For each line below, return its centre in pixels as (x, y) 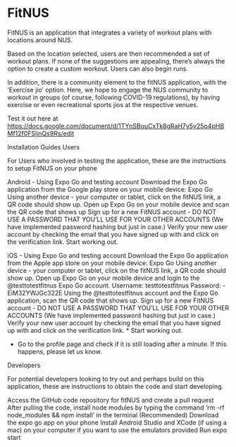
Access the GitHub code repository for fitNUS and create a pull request (111, 400)
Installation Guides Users (43, 147)
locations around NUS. (40, 39)
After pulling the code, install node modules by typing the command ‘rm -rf (116, 408)
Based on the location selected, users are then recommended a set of (108, 54)
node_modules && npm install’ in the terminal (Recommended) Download (113, 415)
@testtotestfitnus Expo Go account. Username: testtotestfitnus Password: (114, 285)
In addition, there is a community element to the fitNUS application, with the (117, 82)
